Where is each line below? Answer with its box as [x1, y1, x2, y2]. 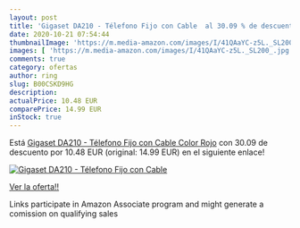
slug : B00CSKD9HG [9, 80, 74, 89]
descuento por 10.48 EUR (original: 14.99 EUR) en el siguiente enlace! [9, 147, 265, 157]
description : [9, 88, 58, 97]
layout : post [9, 13, 58, 22]
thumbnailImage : [9, 38, 70, 47]
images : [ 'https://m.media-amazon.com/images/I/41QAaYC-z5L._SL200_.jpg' [9, 46, 294, 55]
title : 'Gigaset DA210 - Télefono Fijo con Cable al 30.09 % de [9, 21, 257, 30]
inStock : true [9, 113, 62, 122]
